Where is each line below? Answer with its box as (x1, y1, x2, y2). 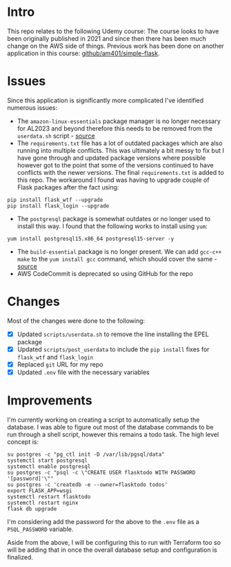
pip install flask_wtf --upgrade (7, 196, 103, 203)
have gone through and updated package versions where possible (17, 154, 206, 162)
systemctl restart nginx (7, 499, 79, 506)
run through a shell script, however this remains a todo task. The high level (7, 430, 219, 438)
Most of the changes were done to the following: (7, 316, 145, 325)
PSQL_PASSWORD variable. (7, 525, 74, 533)
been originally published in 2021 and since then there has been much (7, 34, 207, 42)
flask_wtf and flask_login (17, 353, 94, 361)
